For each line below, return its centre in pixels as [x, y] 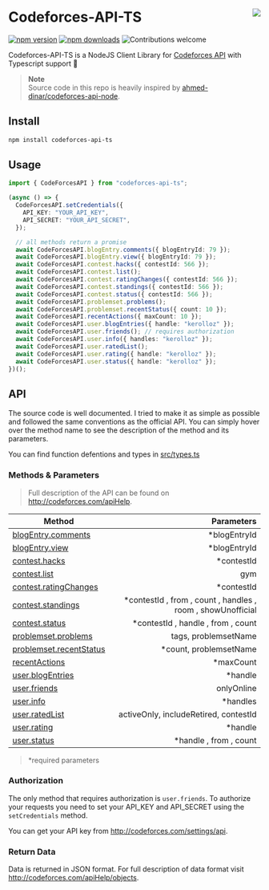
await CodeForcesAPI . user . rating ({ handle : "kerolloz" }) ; [116, 354]
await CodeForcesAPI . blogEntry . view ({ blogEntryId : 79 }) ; [116, 257]
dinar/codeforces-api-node [73, 96]
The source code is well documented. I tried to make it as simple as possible [134, 413]
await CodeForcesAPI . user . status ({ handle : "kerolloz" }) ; [116, 361]
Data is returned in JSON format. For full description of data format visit [126, 869]
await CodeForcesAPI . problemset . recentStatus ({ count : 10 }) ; [121, 309]
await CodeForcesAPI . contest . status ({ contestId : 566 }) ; [114, 294]
